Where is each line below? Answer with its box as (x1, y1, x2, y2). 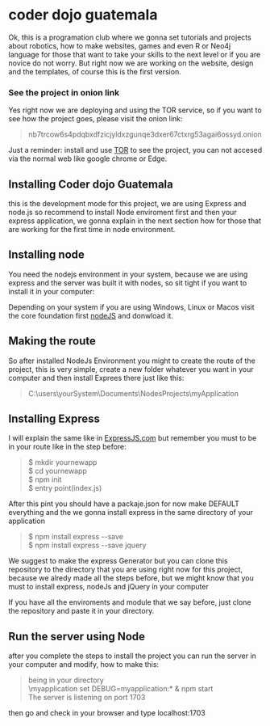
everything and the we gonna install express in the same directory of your (8, 508, 254, 517)
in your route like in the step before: (8, 442, 127, 452)
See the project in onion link (8, 87, 119, 98)
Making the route (8, 334, 97, 348)
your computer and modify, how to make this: (8, 660, 160, 669)
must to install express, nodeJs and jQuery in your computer (8, 582, 210, 592)
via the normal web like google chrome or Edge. (8, 154, 168, 163)
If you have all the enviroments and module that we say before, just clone (8, 597, 251, 607)
